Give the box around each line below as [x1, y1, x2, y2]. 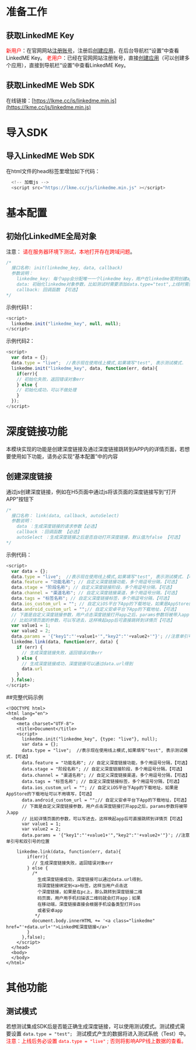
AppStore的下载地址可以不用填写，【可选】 [6, 791, 94, 797]
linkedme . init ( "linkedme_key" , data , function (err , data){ [11, 365, 158, 371]
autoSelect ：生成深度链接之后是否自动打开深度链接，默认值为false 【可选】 [16, 535, 183, 541]
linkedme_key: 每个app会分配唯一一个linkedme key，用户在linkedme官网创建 [16, 276, 187, 282]
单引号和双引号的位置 [6, 838, 50, 844]
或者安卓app [37, 907, 63, 913]
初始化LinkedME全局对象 [6, 232, 97, 242]
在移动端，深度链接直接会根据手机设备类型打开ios [37, 901, 141, 907]
